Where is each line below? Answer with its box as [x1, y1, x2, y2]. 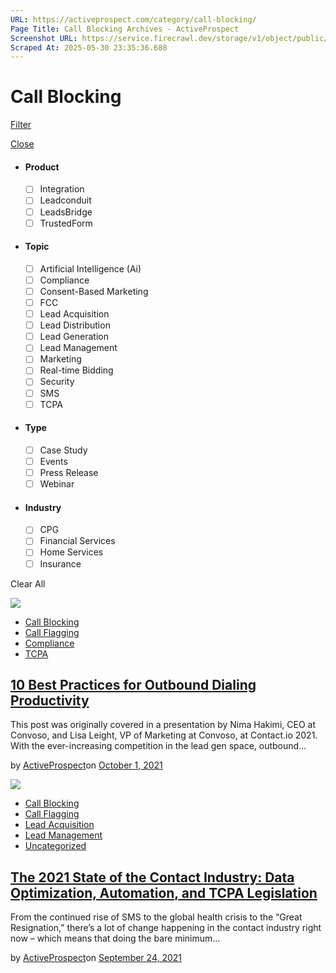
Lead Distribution [39, 319, 111, 331]
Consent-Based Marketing [39, 285, 149, 297]
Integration [39, 183, 85, 195]
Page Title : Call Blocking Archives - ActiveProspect [10, 24, 240, 34]
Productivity [10, 692, 90, 709]
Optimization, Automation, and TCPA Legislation [10, 884, 318, 901]
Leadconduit [39, 194, 92, 206]
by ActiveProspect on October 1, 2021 [10, 759, 163, 771]
